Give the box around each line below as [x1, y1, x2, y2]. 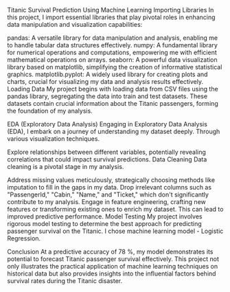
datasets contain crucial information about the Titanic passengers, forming [7, 100, 218, 107]
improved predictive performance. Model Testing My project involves [7, 212, 203, 221]
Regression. [7, 234, 41, 243]
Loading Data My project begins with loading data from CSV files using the [7, 85, 218, 93]
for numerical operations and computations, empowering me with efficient [7, 48, 218, 56]
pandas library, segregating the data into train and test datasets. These [7, 92, 208, 100]
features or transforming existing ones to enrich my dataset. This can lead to [7, 205, 224, 213]
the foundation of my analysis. [7, 106, 93, 115]
